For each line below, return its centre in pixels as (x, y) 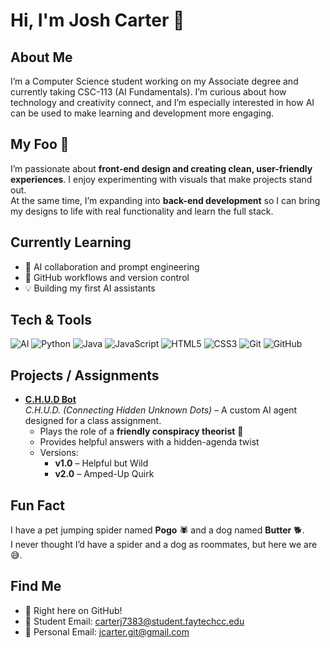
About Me (41, 57)
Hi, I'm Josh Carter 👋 (97, 20)
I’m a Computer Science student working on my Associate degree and (154, 81)
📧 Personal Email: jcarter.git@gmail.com (107, 631)
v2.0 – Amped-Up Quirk (104, 474)
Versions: (59, 453)
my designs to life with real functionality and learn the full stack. (142, 211)
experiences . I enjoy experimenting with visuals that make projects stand (161, 179)
